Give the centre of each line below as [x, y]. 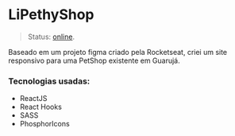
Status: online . [51, 37]
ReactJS [33, 99]
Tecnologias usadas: [49, 81]
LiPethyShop [51, 15]
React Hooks [40, 107]
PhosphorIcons [44, 124]
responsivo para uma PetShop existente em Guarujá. [94, 60]
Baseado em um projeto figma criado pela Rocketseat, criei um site [118, 52]
